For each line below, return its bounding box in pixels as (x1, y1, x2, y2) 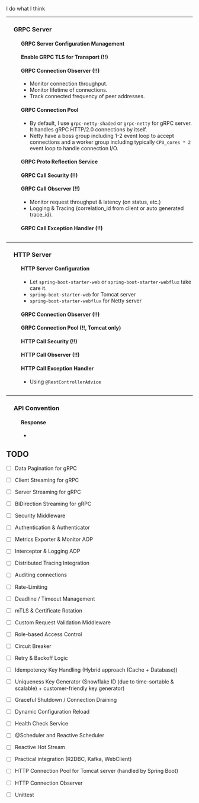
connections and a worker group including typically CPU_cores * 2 (29, 138, 191, 146)
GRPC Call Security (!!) (21, 172, 78, 179)
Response (21, 418, 46, 425)
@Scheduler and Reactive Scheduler (14, 732, 105, 739)
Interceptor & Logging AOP (14, 547, 81, 555)
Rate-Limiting (14, 583, 48, 591)
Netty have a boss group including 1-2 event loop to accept (29, 132, 174, 139)
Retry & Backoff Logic (14, 654, 68, 662)
